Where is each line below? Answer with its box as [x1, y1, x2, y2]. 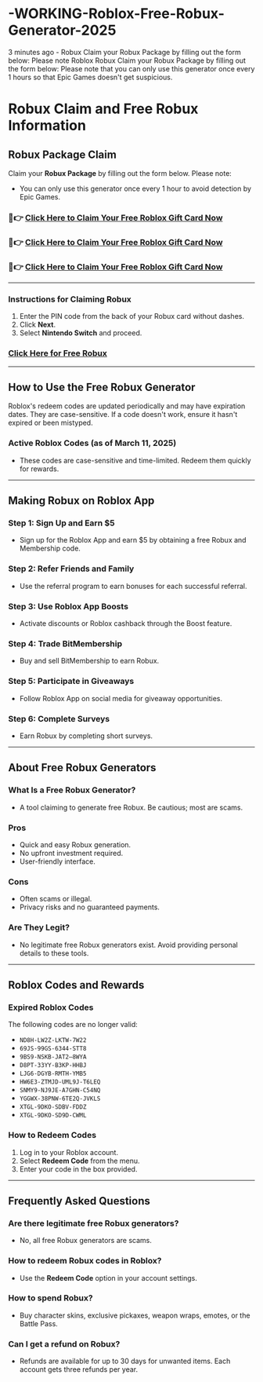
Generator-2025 [8, 21, 117, 39]
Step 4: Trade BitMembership [8, 638, 123, 649]
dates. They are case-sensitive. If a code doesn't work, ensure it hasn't [8, 410, 238, 419]
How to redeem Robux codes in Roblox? [8, 1256, 162, 1267]
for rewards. [19, 464, 59, 473]
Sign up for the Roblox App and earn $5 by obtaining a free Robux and [19, 536, 247, 545]
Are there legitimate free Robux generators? [8, 1218, 179, 1229]
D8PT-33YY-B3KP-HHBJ [19, 1062, 87, 1069]
